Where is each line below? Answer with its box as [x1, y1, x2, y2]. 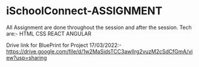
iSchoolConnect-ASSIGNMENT [6, 4, 163, 18]
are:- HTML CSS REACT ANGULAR [6, 30, 92, 37]
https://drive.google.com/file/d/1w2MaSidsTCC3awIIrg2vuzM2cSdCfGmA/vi [6, 47, 193, 55]
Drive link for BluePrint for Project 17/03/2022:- [6, 42, 122, 49]
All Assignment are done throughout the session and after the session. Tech [6, 24, 192, 31]
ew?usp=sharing [6, 54, 48, 61]
